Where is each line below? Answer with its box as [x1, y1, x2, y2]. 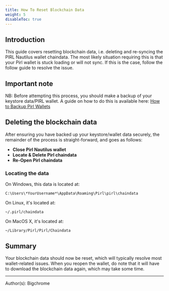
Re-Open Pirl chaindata [12, 157, 63, 163]
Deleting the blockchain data [5, 118, 97, 126]
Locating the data [5, 170, 49, 177]
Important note [5, 79, 53, 88]
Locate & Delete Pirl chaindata [12, 152, 77, 158]
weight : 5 [5, 12, 26, 17]
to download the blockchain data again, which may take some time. [5, 265, 145, 272]
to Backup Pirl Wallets [5, 104, 51, 109]
